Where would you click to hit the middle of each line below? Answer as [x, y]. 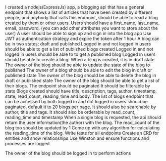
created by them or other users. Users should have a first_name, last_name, [83, 23]
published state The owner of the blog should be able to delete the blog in [81, 75]
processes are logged [28, 143]
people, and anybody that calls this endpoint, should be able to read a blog [82, 18]
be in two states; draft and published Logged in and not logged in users [78, 44]
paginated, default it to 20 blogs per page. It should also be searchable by [81, 107]
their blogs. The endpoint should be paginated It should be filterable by [78, 86]
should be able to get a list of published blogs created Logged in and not [79, 49]
